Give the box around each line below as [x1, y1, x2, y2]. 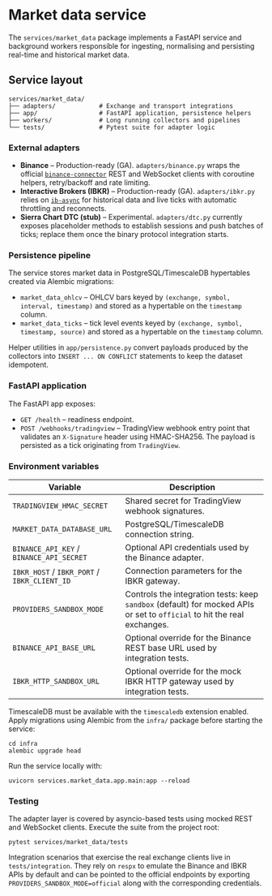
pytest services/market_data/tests [8, 838, 129, 846]
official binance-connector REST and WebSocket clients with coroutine [19, 169, 255, 179]
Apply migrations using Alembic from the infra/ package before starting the [8, 715, 263, 725]
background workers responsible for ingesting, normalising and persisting [8, 41, 255, 50]
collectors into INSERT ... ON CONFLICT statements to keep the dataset [8, 351, 243, 361]
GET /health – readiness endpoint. [19, 414, 134, 424]
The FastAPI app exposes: [8, 398, 96, 408]
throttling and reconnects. [19, 204, 107, 213]
